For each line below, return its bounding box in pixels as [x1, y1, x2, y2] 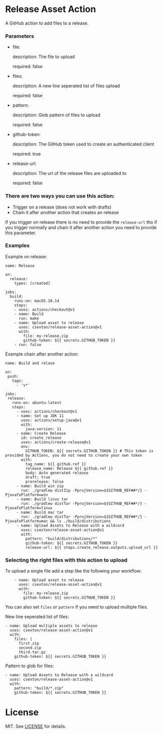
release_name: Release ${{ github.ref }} [25, 466, 113, 471]
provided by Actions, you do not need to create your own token [5, 453, 142, 458]
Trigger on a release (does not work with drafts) [12, 204, 112, 210]
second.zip [18, 645, 42, 650]
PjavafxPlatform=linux [5, 505, 53, 510]
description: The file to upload [12, 54, 75, 60]
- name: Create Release [16, 431, 66, 436]
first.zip [18, 641, 39, 646]
